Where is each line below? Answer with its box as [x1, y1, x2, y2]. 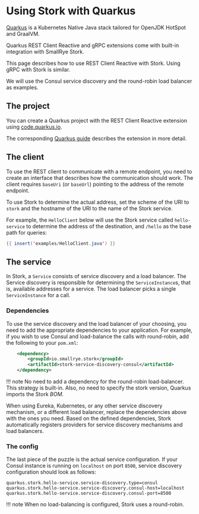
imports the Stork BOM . [6, 391, 64, 398]
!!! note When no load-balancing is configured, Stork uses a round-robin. [6, 501, 184, 508]
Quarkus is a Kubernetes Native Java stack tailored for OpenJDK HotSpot [6, 24, 186, 31]
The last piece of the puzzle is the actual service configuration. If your [6, 456, 178, 463]
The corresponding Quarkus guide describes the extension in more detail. [6, 135, 187, 142]
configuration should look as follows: [6, 469, 97, 476]
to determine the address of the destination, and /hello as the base [26, 222, 192, 230]
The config [6, 442, 39, 450]
